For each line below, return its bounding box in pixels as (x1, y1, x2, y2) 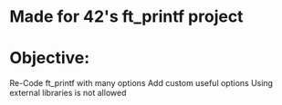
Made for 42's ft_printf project (9, 6, 244, 27)
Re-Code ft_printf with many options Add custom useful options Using (9, 78, 274, 89)
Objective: (9, 48, 90, 69)
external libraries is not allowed (9, 88, 127, 99)
